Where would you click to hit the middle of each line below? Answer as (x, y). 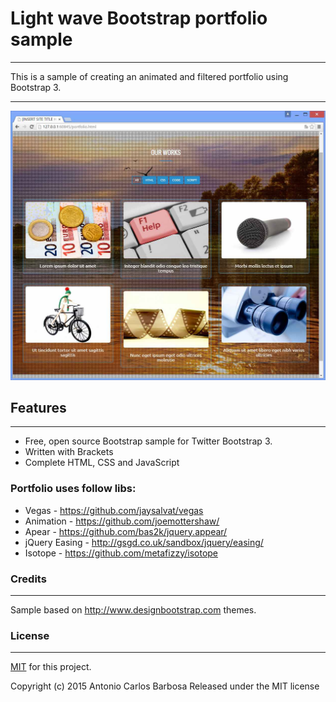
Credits (28, 579)
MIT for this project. (51, 667)
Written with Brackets (69, 452)
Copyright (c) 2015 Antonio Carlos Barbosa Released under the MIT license (165, 686)
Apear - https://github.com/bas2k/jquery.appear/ (126, 531)
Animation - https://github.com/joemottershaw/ (122, 521)
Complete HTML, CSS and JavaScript (102, 463)
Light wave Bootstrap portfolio (139, 18)
